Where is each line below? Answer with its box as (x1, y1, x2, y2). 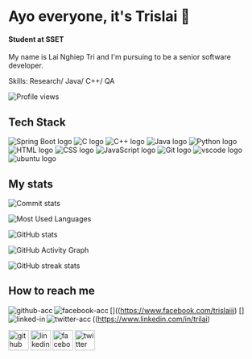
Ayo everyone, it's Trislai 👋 (8, 7, 191, 26)
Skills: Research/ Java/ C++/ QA (8, 76, 115, 86)
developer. (8, 60, 44, 71)
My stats (8, 177, 54, 191)
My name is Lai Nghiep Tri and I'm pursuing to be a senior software (8, 52, 231, 62)
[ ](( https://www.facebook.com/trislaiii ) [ (109, 305, 242, 315)
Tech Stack (8, 115, 66, 129)
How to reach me (8, 284, 95, 298)
